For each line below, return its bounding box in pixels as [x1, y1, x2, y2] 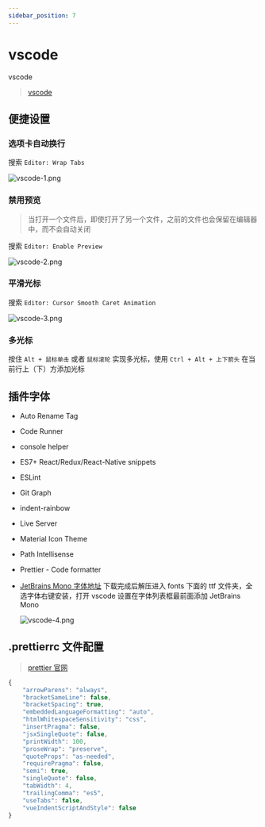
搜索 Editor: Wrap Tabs [8, 158, 85, 167]
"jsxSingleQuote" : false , [22, 730, 109, 738]
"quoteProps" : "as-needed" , [22, 752, 115, 760]
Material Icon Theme [19, 534, 88, 543]
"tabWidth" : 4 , [22, 782, 73, 790]
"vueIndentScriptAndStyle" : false [22, 804, 136, 812]
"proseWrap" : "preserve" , [22, 745, 109, 753]
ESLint [19, 473, 41, 482]
